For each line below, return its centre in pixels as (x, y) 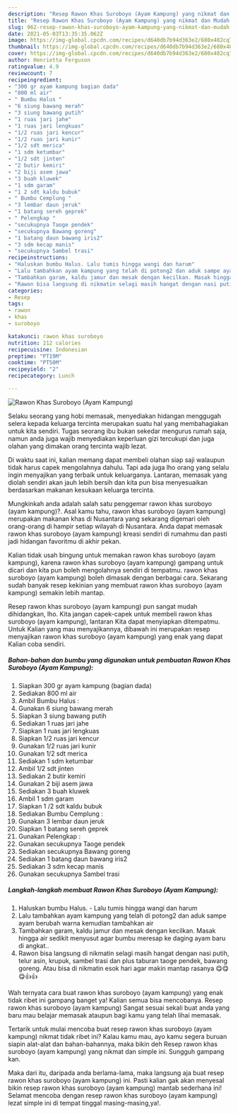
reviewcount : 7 (30, 73)
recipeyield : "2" (34, 369)
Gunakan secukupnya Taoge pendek (72, 843)
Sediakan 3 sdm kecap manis (61, 866)
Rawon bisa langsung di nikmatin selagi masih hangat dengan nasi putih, (124, 953)
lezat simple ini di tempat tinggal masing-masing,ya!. (84, 1103)
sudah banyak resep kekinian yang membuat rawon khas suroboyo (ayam (115, 585)
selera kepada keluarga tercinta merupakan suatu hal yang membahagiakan (118, 423)
